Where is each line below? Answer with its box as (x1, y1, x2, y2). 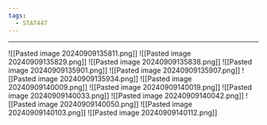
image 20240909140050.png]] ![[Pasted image (37, 99, 193, 108)
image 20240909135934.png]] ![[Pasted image (37, 73, 192, 84)
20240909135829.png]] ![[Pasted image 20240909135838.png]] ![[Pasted (8, 57, 253, 66)
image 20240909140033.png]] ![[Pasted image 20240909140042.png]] (8, 91, 245, 100)
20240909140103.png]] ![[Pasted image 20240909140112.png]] (8, 107, 218, 117)
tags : (8, 11, 26, 20)
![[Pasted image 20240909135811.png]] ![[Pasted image (8, 49, 192, 58)
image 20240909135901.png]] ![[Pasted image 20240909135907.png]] (8, 65, 241, 75)
